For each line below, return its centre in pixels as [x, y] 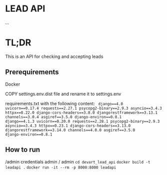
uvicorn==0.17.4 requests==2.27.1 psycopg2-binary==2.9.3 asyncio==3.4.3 [84, 108]
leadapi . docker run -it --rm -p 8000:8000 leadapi [61, 168]
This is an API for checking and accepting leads [54, 56]
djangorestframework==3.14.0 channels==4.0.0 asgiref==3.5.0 [70, 130]
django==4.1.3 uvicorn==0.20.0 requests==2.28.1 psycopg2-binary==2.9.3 [82, 121]
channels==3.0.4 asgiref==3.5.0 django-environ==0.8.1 [63, 117]
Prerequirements [32, 72]
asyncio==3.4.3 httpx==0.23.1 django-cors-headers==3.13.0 [68, 126]
